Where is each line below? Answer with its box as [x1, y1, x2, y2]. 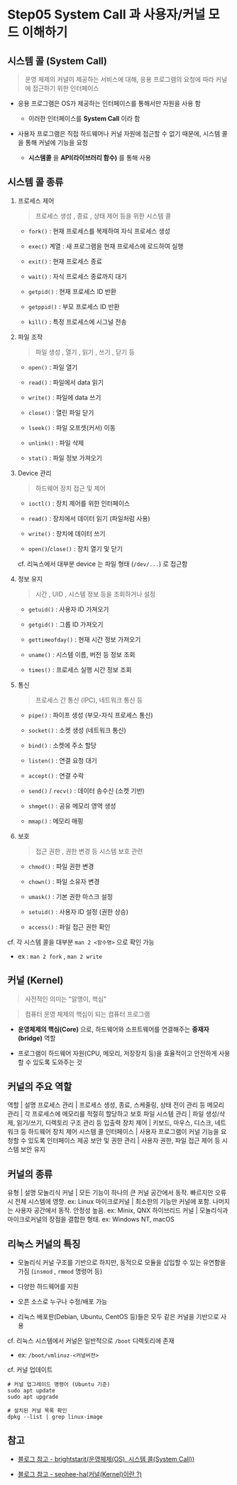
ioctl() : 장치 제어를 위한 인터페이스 [28, 499, 130, 508]
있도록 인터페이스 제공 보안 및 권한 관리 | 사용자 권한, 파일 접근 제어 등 [28, 1136, 221, 1145]
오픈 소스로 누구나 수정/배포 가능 [17, 1297, 108, 1306]
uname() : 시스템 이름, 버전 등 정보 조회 [28, 650, 136, 658]
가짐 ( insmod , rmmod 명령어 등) [17, 1267, 103, 1276]
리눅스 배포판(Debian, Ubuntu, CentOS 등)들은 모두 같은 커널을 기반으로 [17, 1313, 219, 1321]
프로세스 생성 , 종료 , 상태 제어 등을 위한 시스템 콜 [35, 211, 172, 220]
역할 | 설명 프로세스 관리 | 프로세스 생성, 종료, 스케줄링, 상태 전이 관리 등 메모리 [7, 1101, 225, 1109]
